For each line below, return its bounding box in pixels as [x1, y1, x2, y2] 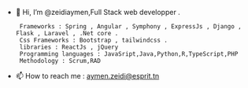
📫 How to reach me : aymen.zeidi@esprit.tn [15, 71, 160, 80]
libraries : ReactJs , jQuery [19, 43, 119, 51]
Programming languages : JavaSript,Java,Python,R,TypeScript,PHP [19, 50, 239, 58]
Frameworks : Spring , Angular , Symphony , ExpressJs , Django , [19, 23, 242, 31]
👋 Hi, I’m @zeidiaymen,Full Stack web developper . [15, 8, 181, 16]
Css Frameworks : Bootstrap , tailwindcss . [19, 36, 168, 44]
